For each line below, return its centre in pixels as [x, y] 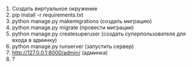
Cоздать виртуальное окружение [55, 9]
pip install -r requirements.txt [47, 15]
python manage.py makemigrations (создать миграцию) [82, 21]
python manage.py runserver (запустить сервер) [73, 46]
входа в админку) [34, 40]
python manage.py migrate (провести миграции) [73, 27]
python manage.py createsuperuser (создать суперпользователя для [99, 34]
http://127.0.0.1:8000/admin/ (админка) [60, 52]
